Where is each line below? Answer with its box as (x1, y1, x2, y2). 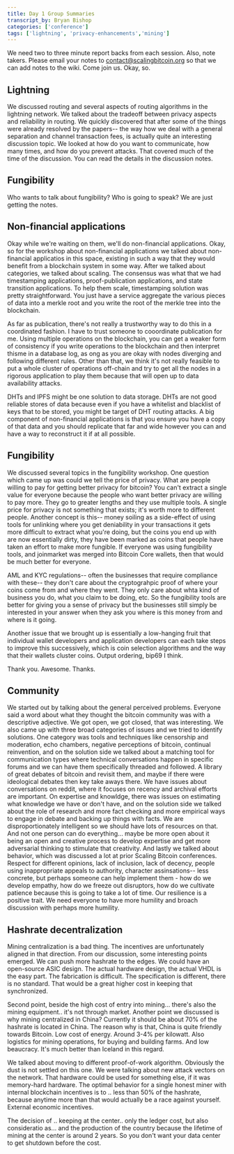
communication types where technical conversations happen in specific (7, 755, 214, 764)
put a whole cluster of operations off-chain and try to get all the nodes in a (7, 364, 221, 372)
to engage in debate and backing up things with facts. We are (7, 815, 184, 823)
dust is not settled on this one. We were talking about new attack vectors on (7, 1066, 225, 1074)
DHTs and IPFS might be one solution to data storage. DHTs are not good (7, 392, 217, 401)
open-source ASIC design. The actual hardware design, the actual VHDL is (7, 965, 221, 973)
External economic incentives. (7, 1103, 94, 1111)
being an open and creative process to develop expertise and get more (7, 837, 211, 845)
